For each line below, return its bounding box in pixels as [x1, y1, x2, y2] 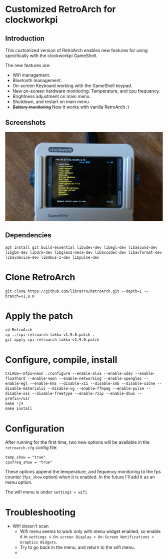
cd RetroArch [5, 327, 32, 332]
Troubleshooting [5, 506, 76, 518]
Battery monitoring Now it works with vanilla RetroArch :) [12, 104, 129, 110]
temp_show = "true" [5, 455, 46, 460]
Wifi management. [12, 72, 50, 78]
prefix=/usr [5, 396, 30, 401]
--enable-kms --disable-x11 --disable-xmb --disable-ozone [29, 381, 155, 386]
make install [5, 406, 32, 411]
